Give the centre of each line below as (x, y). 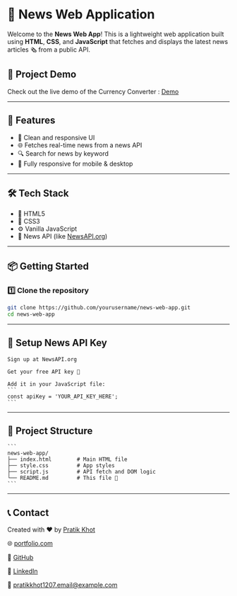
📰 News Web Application (81, 15)
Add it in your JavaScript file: (56, 384)
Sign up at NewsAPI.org (42, 359)
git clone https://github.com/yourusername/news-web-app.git (99, 308)
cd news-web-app (31, 314)
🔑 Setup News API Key (57, 343)
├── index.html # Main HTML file (68, 459)
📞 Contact (28, 512)
